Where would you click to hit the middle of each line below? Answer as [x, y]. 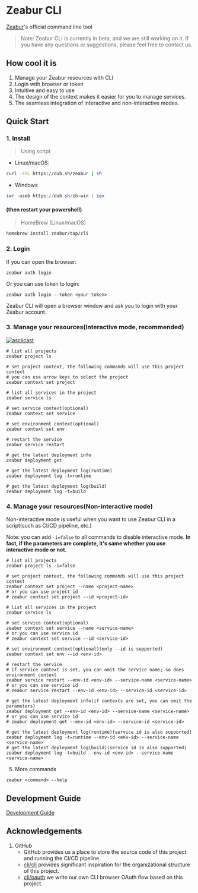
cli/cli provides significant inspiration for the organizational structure [107, 864]
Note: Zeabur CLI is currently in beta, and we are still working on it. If [105, 38]
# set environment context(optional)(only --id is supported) [84, 649]
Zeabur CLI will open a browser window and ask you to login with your [92, 305]
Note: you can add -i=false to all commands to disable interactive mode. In [98, 537]
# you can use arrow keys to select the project [67, 377]
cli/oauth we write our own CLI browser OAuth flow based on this [103, 877]
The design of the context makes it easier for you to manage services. [100, 96]
